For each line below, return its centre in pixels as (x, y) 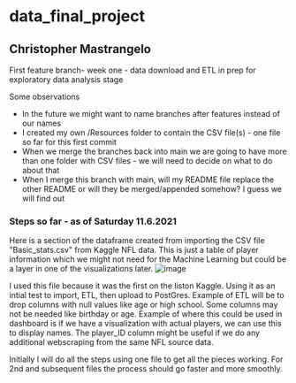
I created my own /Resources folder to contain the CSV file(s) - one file (151, 133)
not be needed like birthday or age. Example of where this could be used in (146, 314)
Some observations (45, 96)
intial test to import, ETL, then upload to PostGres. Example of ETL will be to (147, 295)
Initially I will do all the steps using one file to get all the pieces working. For (146, 359)
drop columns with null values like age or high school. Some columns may (144, 305)
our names (42, 123)
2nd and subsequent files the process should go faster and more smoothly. (146, 369)
